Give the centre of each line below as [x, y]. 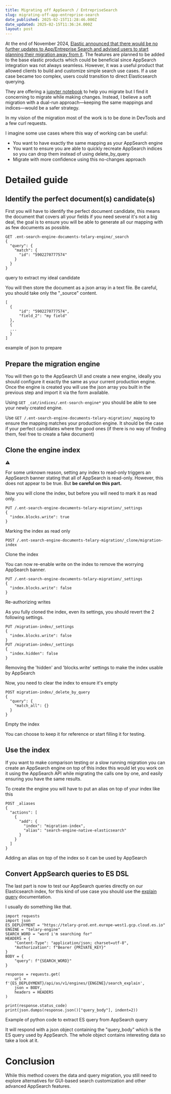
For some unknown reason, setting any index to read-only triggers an [78, 472]
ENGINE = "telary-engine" [33, 930]
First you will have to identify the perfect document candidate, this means [83, 211]
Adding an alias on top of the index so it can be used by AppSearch [76, 858]
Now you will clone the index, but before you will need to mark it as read [81, 493]
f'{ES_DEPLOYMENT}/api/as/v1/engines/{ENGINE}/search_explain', [75, 983]
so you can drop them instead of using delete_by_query [71, 154]
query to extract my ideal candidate [43, 278]
